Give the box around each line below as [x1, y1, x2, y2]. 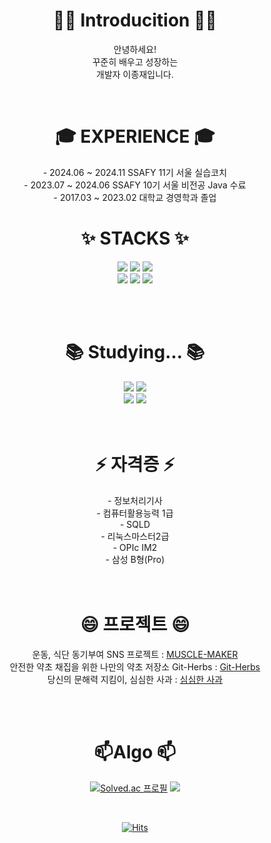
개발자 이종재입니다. [96, 68, 174, 80]
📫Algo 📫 [93, 740, 177, 763]
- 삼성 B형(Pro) [105, 553, 165, 565]
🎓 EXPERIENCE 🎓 [55, 125, 215, 148]
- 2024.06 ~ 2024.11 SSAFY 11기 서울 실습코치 [42, 166, 228, 178]
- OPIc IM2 [112, 541, 158, 553]
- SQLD [119, 518, 151, 530]
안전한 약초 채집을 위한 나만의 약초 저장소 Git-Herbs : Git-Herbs [9, 660, 261, 673]
